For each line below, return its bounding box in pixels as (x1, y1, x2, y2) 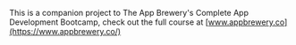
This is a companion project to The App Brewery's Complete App (9, 8, 249, 18)
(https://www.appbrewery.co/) (9, 26, 122, 36)
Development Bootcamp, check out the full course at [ (9, 17, 208, 27)
